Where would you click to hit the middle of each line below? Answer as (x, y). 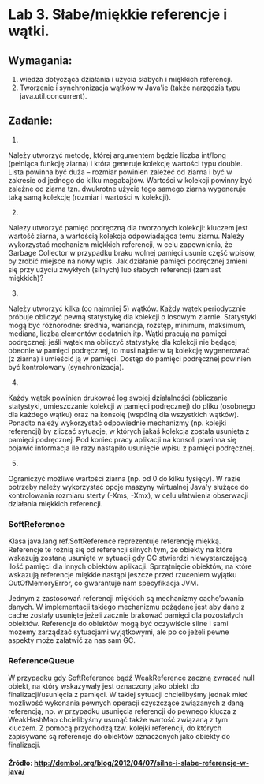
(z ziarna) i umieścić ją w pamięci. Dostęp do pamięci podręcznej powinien (130, 358)
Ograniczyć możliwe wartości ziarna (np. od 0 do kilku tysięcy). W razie (125, 478)
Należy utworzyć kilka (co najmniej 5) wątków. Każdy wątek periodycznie (127, 308)
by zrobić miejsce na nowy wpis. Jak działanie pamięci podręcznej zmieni (128, 261)
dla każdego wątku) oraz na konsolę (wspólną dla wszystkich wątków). (123, 414)
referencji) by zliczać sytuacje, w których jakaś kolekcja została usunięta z (129, 431)
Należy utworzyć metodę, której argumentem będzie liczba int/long (117, 155)
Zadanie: (30, 121)
